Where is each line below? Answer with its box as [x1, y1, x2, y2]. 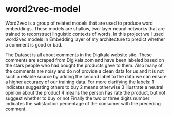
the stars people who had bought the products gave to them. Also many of [5, 62, 163, 68]
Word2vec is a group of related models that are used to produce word [5, 20, 153, 26]
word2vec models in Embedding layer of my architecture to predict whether [5, 36, 165, 42]
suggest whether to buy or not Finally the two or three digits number [5, 95, 150, 101]
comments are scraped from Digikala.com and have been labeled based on [5, 57, 164, 63]
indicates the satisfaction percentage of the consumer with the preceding [5, 100, 161, 106]
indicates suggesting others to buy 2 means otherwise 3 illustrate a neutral [5, 84, 164, 90]
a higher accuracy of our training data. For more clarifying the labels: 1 [5, 79, 154, 85]
